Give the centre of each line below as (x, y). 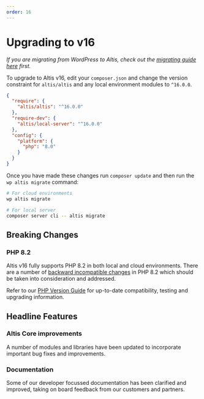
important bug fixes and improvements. (56, 354)
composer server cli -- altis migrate (56, 216)
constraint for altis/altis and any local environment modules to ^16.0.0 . (99, 84)
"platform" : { (35, 141)
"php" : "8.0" (39, 147)
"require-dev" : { (34, 118)
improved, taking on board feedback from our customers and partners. (96, 389)
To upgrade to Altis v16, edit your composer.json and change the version (97, 78)
